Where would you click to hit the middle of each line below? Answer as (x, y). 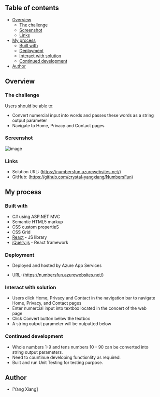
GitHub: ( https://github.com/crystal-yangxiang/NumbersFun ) (73, 177)
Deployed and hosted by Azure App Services (57, 265)
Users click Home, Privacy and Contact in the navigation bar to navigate (84, 298)
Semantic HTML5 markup (37, 222)
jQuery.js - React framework (40, 242)
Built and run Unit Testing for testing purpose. (58, 362)
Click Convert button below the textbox (51, 319)
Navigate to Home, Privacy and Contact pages (58, 125)
